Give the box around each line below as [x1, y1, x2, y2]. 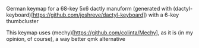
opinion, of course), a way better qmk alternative [6, 36, 126, 42]
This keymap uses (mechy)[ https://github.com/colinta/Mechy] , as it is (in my [6, 29, 193, 36]
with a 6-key [148, 11, 179, 18]
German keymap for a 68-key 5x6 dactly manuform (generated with [6, 5, 172, 12]
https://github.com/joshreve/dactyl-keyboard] [32, 11, 146, 18]
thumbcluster [6, 18, 39, 24]
